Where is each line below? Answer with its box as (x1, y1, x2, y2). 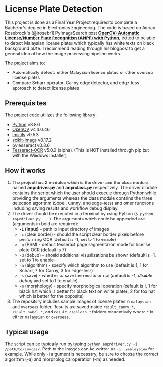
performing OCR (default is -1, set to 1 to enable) (19, 236, 117, 242)
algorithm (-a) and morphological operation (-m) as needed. (5, 356, 126, 362)
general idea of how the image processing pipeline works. (5, 50, 122, 56)
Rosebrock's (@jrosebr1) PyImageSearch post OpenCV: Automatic (5, 30, 140, 36)
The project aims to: (5, 60, 45, 66)
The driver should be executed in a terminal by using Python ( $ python (12, 210, 153, 216)
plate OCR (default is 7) (19, 247, 67, 253)
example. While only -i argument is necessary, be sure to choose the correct (5, 351, 159, 357)
